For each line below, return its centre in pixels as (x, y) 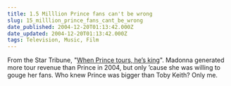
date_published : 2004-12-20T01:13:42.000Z (70, 27)
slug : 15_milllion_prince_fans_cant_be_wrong (75, 20)
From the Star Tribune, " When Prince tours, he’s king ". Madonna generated (116, 60)
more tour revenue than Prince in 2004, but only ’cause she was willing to (114, 68)
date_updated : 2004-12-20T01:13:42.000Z (68, 33)
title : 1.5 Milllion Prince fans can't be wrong (80, 14)
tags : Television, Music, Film (53, 40)
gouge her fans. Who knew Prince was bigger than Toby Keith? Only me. (113, 75)
